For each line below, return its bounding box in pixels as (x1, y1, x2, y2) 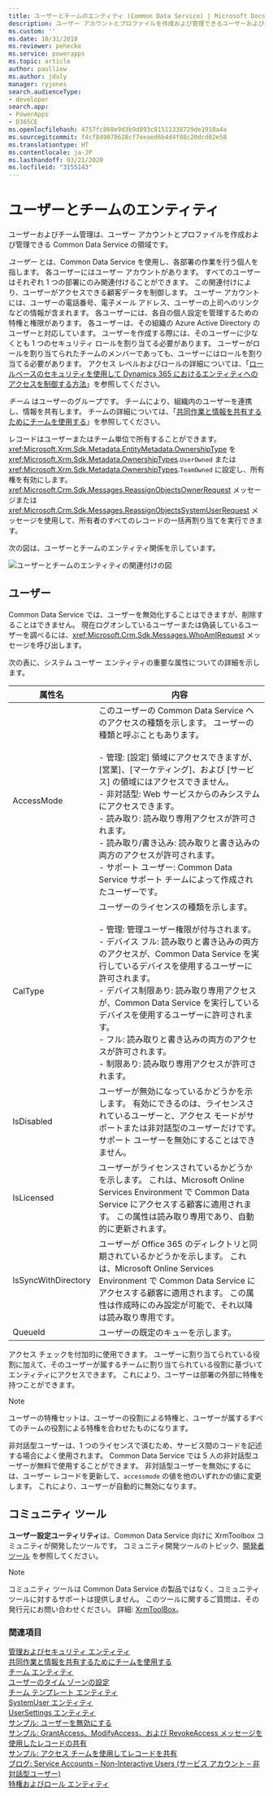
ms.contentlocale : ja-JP (8, 148, 93, 156)
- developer (8, 95, 49, 103)
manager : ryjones (8, 80, 67, 88)
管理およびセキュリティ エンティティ (8, 1646, 131, 1656)
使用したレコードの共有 (8, 1738, 87, 1748)
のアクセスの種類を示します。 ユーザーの (98, 717, 254, 728)
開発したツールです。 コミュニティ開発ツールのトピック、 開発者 (50, 1540, 265, 1550)
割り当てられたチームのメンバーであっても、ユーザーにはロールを (29, 349, 249, 358)
